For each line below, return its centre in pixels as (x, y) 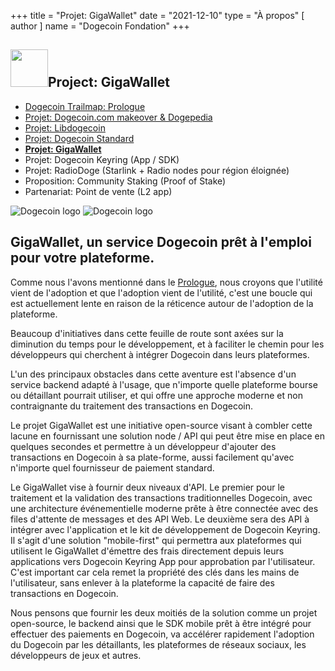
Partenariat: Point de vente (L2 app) (98, 191)
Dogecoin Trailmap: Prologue (85, 106)
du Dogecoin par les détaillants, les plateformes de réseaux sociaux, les (158, 644)
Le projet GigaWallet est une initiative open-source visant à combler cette (161, 425)
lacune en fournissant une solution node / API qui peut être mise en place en (168, 436)
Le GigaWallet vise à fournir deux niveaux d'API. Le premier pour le (148, 487)
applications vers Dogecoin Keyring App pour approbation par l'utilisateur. (163, 561)
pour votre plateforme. (82, 258)
